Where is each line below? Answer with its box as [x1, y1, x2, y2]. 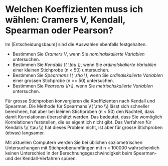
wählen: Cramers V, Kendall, [5, 14, 126, 25]
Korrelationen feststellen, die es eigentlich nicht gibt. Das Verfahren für [5, 119, 152, 125]
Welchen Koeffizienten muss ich [5, 3, 143, 15]
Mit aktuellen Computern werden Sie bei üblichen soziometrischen [5, 139, 143, 145]
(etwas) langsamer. [5, 129, 45, 135]
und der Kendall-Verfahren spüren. [5, 155, 77, 161]
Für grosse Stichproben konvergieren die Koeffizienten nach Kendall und [5, 97, 155, 103]
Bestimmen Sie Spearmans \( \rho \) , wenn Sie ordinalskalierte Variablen [12, 72, 163, 78]
